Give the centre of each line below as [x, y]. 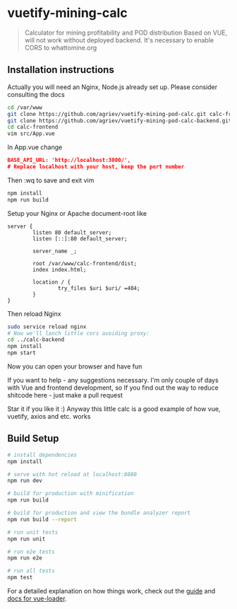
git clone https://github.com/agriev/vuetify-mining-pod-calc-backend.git [120, 121]
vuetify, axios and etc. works [49, 416]
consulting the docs [36, 94]
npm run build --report [42, 519]
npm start [22, 353]
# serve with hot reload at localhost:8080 [72, 474]
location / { [52, 282]
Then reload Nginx [34, 313]
